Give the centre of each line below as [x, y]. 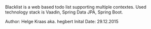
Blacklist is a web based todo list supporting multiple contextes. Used [76, 7]
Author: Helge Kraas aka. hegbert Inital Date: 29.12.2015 [62, 22]
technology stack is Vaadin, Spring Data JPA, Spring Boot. [64, 12]
